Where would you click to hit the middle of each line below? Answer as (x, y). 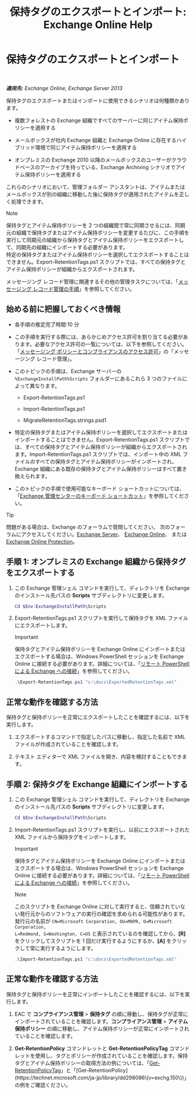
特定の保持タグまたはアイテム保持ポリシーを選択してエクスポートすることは (98, 254)
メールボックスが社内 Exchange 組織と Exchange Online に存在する (95, 140)
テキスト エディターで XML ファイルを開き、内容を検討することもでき (98, 757)
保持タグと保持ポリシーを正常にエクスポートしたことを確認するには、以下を (98, 717)
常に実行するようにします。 (63, 948)
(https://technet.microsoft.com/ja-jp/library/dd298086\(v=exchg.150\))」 (102, 1078)
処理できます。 (29, 201)
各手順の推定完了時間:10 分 (47, 324)
